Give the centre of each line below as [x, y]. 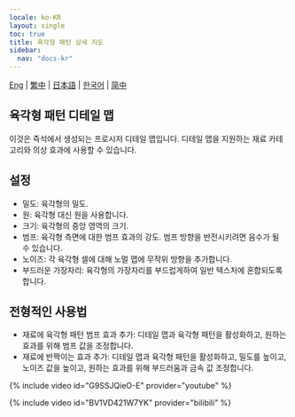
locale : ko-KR [35, 17]
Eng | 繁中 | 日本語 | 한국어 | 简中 [68, 85]
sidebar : [25, 51]
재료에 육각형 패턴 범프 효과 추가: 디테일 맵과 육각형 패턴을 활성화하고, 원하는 [154, 334]
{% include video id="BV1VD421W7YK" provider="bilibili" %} [120, 403]
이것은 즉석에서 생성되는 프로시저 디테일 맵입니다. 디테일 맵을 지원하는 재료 [138, 138]
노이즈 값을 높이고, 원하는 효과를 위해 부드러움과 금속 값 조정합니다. [138, 368]
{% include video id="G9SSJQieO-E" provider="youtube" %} [120, 386]
